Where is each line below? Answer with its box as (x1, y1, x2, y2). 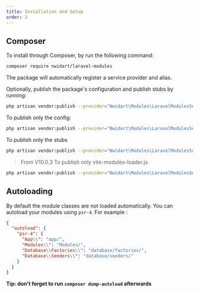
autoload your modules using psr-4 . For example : (6, 208, 128, 215)
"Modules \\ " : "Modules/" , (21, 242, 86, 248)
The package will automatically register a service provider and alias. (6, 74, 172, 81)
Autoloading (6, 186, 53, 196)
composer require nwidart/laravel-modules (6, 63, 113, 69)
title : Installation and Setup (6, 8, 84, 15)
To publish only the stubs (6, 136, 68, 143)
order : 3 (6, 14, 28, 20)
